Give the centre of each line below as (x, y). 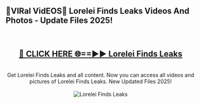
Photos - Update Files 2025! (59, 21)
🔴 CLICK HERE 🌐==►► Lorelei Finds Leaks (101, 54)
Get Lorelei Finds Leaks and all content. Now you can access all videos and (101, 75)
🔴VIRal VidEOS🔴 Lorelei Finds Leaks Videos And (98, 11)
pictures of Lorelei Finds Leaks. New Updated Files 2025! (101, 81)
